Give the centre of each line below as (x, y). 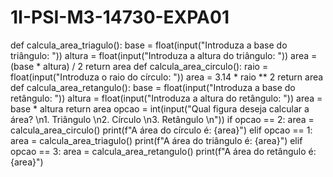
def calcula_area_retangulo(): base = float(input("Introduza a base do (153, 87)
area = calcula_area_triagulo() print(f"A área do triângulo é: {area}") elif (156, 140)
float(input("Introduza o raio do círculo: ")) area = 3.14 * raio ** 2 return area (167, 77)
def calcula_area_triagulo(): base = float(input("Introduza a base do (149, 45)
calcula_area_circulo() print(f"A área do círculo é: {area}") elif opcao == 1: (161, 130)
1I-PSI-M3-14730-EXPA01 (120, 17)
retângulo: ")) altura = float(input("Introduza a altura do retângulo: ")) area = (166, 98)
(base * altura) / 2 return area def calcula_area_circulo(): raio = (139, 66)
